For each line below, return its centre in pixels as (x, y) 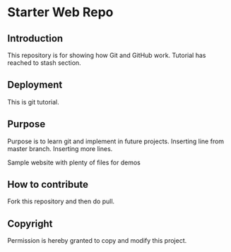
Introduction (35, 38)
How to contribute (48, 185)
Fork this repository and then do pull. (61, 201)
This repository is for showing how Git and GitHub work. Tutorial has (107, 55)
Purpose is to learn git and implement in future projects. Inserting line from (116, 141)
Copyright (30, 223)
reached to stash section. (44, 63)
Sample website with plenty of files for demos (74, 162)
